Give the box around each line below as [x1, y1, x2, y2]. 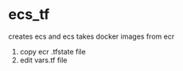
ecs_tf [8, 6, 50, 24]
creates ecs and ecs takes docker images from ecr [8, 32, 175, 41]
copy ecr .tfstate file [19, 47, 86, 56]
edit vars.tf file [19, 55, 68, 65]
